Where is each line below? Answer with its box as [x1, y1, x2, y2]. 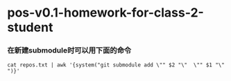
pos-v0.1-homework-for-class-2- [7, 5, 205, 21]
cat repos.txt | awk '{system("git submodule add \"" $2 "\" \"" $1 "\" [7, 62, 225, 69]
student [7, 19, 53, 35]
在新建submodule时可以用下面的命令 [7, 46, 132, 55]
